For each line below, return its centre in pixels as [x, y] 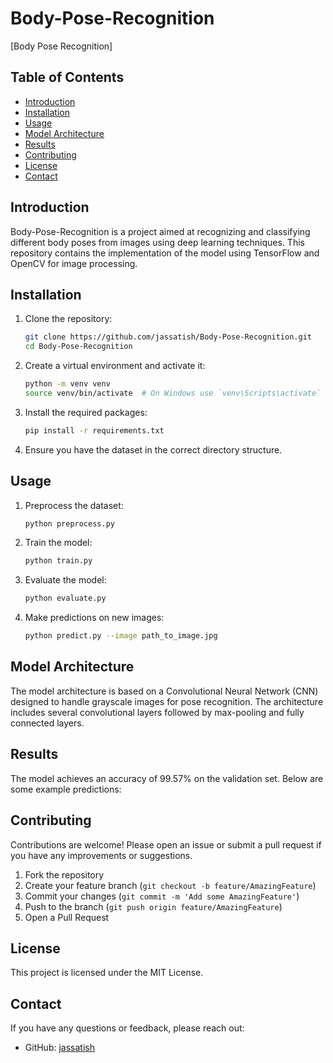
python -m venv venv [67, 384]
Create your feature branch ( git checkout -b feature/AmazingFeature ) [170, 885]
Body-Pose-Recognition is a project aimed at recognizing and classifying [160, 231]
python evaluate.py [65, 598]
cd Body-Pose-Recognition [78, 347]
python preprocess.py [69, 523]
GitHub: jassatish [59, 1048]
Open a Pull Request [67, 917]
